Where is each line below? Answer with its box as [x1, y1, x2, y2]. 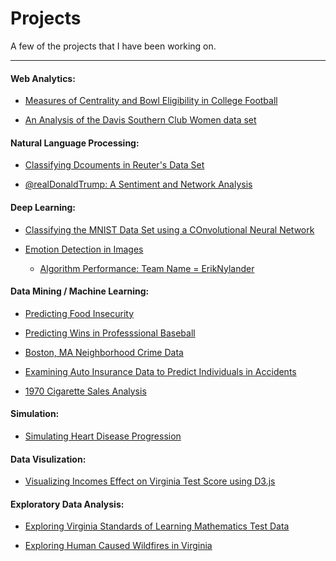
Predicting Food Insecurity [24, 307, 135, 319]
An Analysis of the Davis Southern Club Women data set [24, 114, 257, 126]
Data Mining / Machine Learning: [10, 285, 150, 297]
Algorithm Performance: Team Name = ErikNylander [39, 262, 255, 274]
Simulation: [10, 408, 60, 420]
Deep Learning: [10, 201, 77, 213]
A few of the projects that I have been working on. [10, 40, 217, 52]
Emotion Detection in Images [24, 243, 144, 255]
